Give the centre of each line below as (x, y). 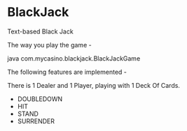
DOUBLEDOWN (40, 99)
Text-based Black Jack (40, 31)
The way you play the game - (50, 45)
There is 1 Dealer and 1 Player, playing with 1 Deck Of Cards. (94, 85)
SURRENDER (36, 121)
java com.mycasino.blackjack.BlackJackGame (74, 58)
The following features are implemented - (67, 72)
